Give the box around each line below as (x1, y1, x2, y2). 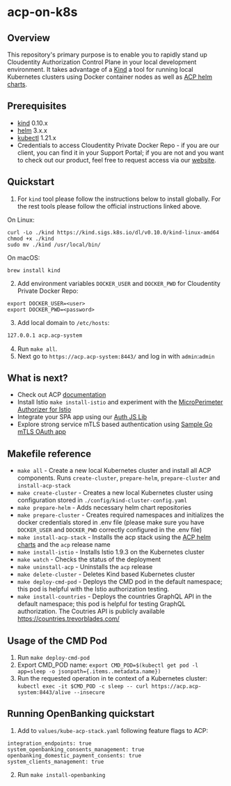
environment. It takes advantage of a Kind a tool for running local (7, 66, 193, 73)
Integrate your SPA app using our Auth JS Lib (17, 413, 148, 421)
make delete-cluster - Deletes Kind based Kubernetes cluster (17, 570, 196, 579)
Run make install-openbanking (17, 770, 106, 778)
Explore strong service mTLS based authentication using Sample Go (17, 420, 213, 429)
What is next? (7, 372, 68, 384)
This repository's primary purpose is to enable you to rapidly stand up (7, 50, 207, 59)
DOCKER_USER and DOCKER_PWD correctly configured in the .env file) (17, 526, 202, 534)
